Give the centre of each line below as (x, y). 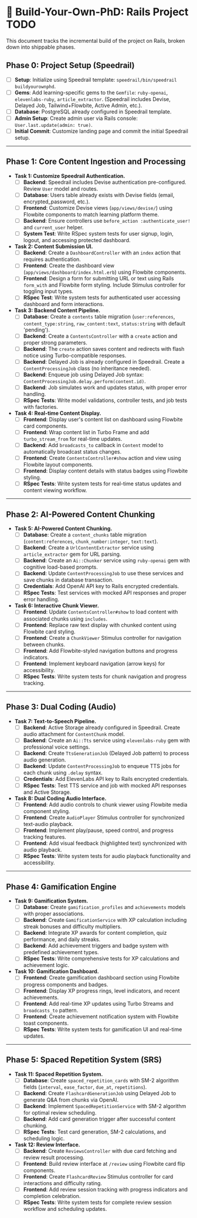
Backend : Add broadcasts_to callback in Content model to (93, 445)
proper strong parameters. (55, 343)
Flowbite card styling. (49, 632)
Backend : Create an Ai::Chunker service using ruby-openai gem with (107, 561)
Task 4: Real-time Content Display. (58, 413)
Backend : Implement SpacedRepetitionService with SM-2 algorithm (105, 1106)
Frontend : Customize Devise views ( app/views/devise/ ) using (98, 208)
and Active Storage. (47, 792)
